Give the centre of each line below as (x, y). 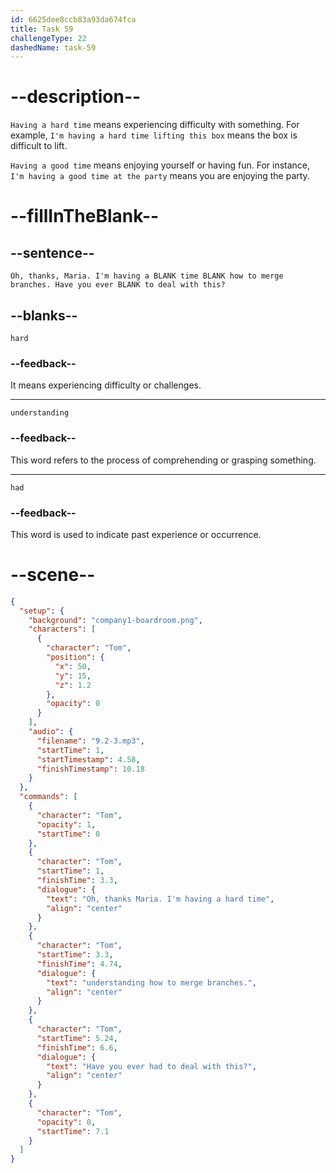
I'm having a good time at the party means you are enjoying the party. (160, 176)
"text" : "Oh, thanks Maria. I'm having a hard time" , (160, 899)
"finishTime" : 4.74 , (79, 964)
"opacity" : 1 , (66, 824)
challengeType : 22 (48, 38)
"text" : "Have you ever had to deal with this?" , (151, 1066)
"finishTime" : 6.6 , (77, 1047)
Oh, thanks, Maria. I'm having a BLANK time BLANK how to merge (147, 276)
